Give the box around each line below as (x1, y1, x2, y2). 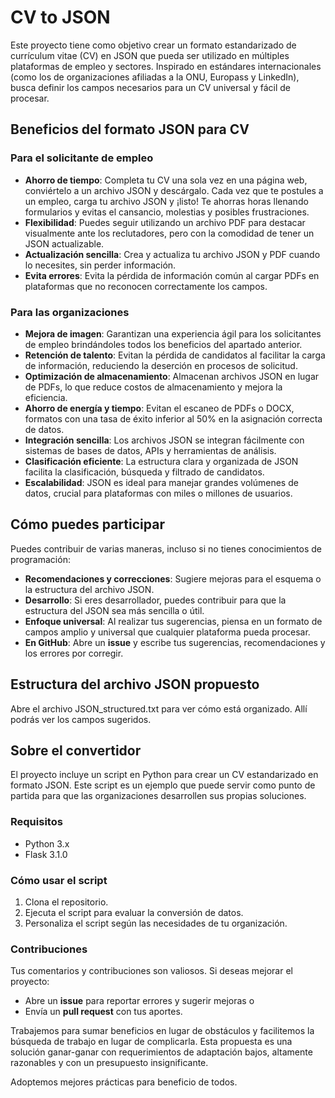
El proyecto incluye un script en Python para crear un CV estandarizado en (10, 769, 319, 781)
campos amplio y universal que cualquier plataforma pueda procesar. (24, 626, 311, 638)
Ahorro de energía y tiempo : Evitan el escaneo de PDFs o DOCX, (24, 402, 295, 414)
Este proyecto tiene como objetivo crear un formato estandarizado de (10, 39, 297, 51)
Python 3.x (24, 837, 70, 850)
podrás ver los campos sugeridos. (10, 713, 152, 725)
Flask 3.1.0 (24, 848, 68, 860)
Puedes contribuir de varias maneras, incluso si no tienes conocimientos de (10, 542, 323, 555)
